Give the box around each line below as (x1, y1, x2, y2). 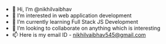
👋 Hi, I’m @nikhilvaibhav (11, 6, 72, 12)
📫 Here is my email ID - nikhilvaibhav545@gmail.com (11, 32, 146, 38)
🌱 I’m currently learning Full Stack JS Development (11, 18, 139, 25)
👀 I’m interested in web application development (11, 12, 132, 19)
